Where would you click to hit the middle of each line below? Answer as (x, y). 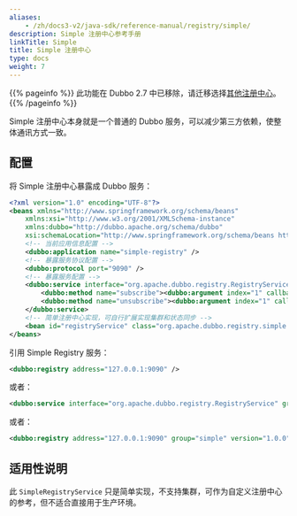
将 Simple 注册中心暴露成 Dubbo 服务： (81, 186)
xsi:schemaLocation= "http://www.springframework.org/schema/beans (150, 235)
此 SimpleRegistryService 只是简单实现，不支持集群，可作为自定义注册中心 (146, 491)
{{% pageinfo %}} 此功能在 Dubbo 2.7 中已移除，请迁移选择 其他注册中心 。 (145, 93)
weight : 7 (27, 67)
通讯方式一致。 (44, 132)
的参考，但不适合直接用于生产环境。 (75, 502)
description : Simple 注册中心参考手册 (75, 34)
